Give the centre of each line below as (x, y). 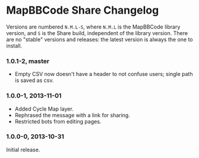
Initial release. (23, 150)
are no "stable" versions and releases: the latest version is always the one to (99, 39)
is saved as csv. (34, 80)
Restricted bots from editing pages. (58, 121)
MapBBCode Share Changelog (83, 10)
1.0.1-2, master (28, 61)
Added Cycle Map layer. (44, 109)
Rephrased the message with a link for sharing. (72, 115)
